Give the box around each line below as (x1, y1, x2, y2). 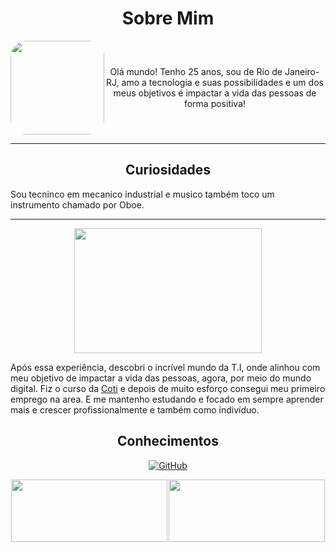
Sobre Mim (121, 7, 215, 30)
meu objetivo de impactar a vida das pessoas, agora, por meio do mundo (10, 372, 312, 384)
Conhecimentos (117, 433, 219, 450)
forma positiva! (183, 97, 247, 109)
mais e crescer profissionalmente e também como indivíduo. (10, 403, 260, 416)
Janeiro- (284, 65, 320, 77)
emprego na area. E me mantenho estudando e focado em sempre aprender (10, 393, 324, 405)
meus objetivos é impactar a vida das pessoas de (113, 87, 317, 99)
